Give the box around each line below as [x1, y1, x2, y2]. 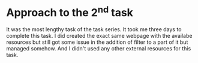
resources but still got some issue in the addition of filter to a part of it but [6, 38, 188, 46]
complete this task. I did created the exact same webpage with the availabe [6, 32, 193, 40]
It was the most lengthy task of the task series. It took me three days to [6, 26, 182, 33]
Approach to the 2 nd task [6, 4, 134, 20]
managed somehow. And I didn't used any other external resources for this [6, 45, 191, 52]
